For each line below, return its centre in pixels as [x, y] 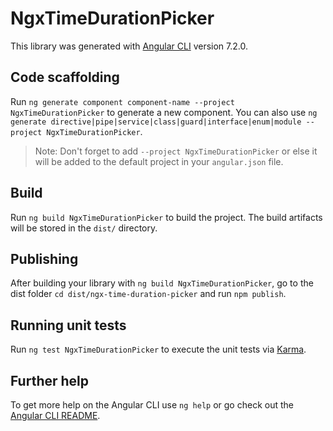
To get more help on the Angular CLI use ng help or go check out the [152, 405]
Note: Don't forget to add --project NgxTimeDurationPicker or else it [176, 151]
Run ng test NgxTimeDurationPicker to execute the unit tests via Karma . [158, 349]
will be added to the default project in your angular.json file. [159, 161]
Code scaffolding [65, 77]
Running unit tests [68, 325]
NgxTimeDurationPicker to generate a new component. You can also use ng [164, 112]
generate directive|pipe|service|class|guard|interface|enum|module [156, 122]
